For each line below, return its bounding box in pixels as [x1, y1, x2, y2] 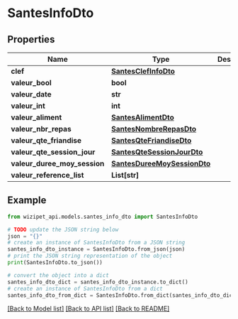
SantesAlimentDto [110, 112, 175, 122]
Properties [7, 33, 55, 45]
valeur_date [11, 90, 52, 99]
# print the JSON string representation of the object [7, 252, 173, 260]
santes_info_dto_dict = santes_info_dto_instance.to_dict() [7, 279, 189, 286]
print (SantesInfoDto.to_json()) [7, 259, 103, 266]
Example [7, 194, 47, 207]
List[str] [110, 171, 140, 180]
